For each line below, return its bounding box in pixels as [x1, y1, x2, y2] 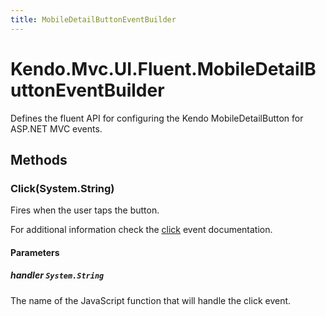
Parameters [10, 246, 60, 258]
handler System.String [10, 269, 105, 281]
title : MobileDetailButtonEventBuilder [10, 14, 177, 25]
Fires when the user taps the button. [10, 204, 160, 216]
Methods [10, 151, 68, 168]
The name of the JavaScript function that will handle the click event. [10, 294, 292, 306]
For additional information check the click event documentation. [10, 224, 273, 236]
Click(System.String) [10, 181, 115, 195]
